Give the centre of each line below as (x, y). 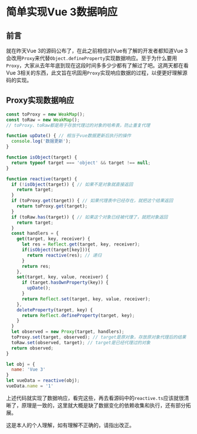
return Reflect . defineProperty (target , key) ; (78, 315)
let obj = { (21, 364)
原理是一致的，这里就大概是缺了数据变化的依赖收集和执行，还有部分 (103, 405)
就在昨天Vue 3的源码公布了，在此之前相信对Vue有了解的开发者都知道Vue (95, 51)
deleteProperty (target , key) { (55, 310)
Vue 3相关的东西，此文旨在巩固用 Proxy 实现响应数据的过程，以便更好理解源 (97, 73)
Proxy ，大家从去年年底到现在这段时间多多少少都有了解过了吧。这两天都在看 (97, 65)
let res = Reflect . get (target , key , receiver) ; (81, 244)
